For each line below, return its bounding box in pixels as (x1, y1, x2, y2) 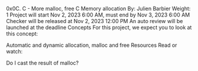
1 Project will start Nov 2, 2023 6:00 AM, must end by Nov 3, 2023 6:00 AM (6, 11, 190, 18)
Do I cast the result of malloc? (6, 59, 79, 66)
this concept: (6, 30, 38, 37)
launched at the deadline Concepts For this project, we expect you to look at (6, 24, 192, 31)
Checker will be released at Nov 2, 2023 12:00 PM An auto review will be (6, 18, 183, 24)
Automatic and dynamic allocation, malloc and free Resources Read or (6, 41, 177, 49)
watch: (6, 48, 23, 55)
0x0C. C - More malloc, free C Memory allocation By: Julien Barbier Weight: (6, 5, 191, 12)
